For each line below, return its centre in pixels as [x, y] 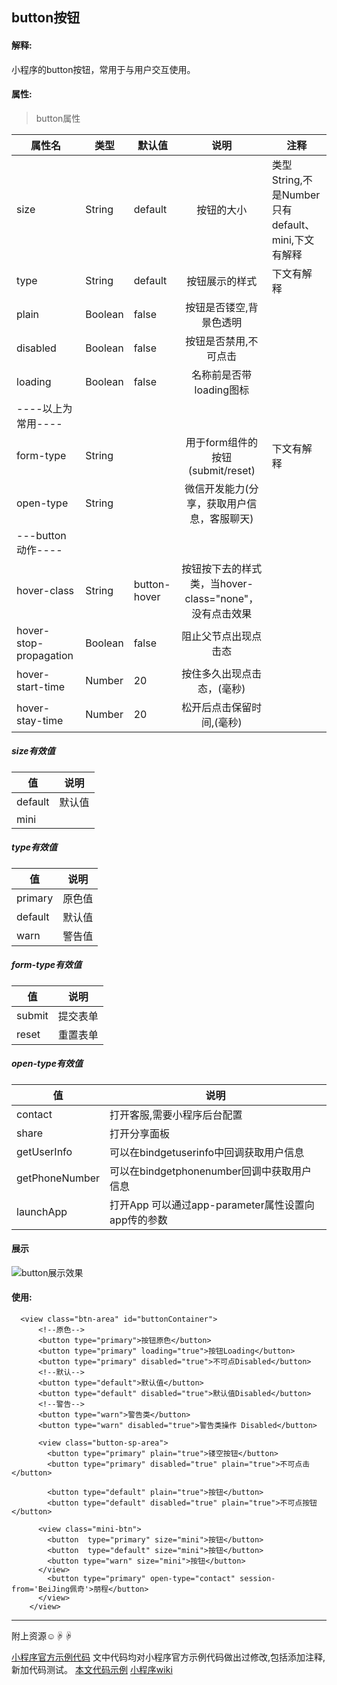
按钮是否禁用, [217, 341]
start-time [41, 686]
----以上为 [44, 408]
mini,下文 [293, 240]
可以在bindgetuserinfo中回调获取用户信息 [207, 1152]
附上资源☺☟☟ [42, 1636]
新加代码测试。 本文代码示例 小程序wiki [92, 1670]
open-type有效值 [47, 1064]
